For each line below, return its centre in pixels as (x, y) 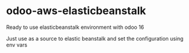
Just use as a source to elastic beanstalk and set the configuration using (95, 38)
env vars (17, 45)
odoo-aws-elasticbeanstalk (76, 11)
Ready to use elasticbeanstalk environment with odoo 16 (75, 27)
